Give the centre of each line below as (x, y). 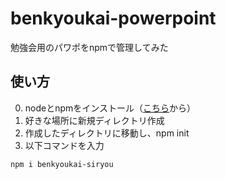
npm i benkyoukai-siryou (62, 164)
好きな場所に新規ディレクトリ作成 (94, 120)
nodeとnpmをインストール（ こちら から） (110, 108)
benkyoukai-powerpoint (113, 18)
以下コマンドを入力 (64, 145)
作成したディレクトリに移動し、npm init (107, 133)
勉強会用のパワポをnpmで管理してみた (89, 47)
